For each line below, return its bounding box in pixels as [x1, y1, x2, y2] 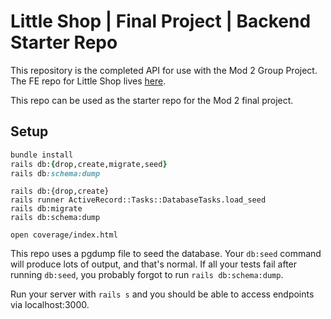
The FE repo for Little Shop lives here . [10, 75, 167, 87]
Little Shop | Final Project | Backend [10, 10, 312, 33]
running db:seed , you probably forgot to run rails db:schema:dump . [10, 269, 284, 281]
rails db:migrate [10, 204, 83, 214]
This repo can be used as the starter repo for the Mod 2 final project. [10, 94, 294, 106]
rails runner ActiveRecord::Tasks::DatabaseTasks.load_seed [10, 195, 267, 205]
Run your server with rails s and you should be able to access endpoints [10, 288, 315, 300]
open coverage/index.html [10, 230, 118, 240]
